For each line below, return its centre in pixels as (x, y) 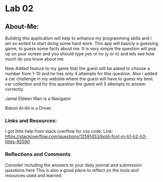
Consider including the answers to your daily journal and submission (73, 165)
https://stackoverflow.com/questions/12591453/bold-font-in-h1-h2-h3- (76, 137)
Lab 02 (19, 9)
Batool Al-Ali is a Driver (28, 108)
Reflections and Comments (38, 154)
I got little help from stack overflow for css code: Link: (59, 131)
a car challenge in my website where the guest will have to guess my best (79, 79)
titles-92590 (18, 142)
